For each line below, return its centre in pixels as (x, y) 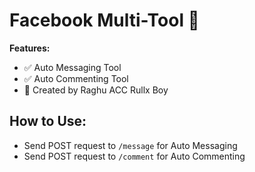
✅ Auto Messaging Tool (72, 67)
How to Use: (48, 121)
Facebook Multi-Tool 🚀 (104, 20)
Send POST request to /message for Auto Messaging (130, 145)
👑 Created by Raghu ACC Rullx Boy (96, 90)
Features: (30, 48)
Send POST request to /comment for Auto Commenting (134, 156)
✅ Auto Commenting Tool (76, 78)
